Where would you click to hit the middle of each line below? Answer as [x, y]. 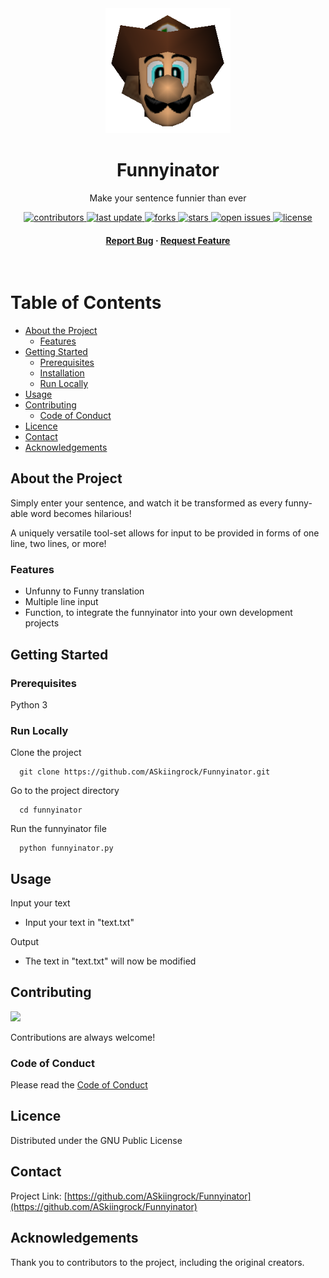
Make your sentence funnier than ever [168, 198]
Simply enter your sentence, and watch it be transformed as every [146, 503]
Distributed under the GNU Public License [96, 1140]
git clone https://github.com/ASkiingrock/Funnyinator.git [145, 772]
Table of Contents [86, 303]
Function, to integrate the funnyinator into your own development [158, 613]
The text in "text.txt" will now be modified [110, 961]
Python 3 [29, 704]
